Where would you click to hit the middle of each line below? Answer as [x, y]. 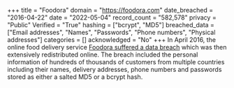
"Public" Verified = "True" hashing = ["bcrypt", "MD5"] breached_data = [111, 25]
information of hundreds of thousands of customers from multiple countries [116, 62]
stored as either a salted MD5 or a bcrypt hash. [75, 77]
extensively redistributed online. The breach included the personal [103, 54]
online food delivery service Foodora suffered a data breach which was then [117, 47]
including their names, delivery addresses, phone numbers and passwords [115, 69]
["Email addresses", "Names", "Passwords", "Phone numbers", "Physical [111, 32]
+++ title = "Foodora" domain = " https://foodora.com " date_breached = [110, 10]
